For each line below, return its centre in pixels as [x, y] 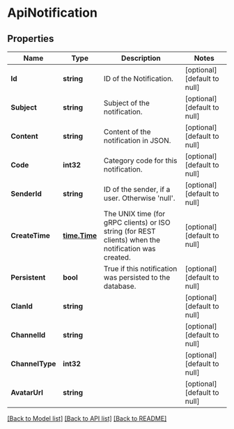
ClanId [22, 306]
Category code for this [140, 160]
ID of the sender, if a [137, 189]
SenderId [26, 194]
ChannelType [33, 364]
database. [120, 286]
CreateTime [31, 235]
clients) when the [132, 240]
